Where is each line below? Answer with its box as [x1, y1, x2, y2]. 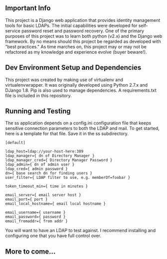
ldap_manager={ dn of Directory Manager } [5, 153, 95, 158]
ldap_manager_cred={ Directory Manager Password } [5, 158, 113, 163]
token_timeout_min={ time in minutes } [5, 184, 88, 189]
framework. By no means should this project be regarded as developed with [5, 38, 161, 44]
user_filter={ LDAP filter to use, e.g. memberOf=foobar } [5, 175, 131, 180]
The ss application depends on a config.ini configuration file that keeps [5, 120, 152, 126]
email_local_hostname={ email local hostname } [5, 201, 106, 206]
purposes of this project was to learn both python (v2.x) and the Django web [5, 33, 163, 39]
